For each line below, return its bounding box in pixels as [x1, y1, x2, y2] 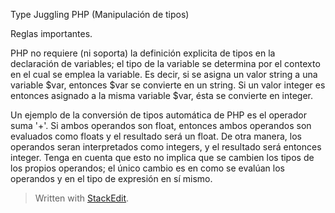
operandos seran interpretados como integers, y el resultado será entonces [10, 141, 322, 153]
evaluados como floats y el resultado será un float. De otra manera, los [10, 130, 302, 142]
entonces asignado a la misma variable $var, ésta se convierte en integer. [10, 90, 313, 101]
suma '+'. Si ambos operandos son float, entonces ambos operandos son [10, 120, 312, 131]
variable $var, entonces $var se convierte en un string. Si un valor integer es [10, 79, 326, 91]
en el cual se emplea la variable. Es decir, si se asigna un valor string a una [10, 69, 318, 80]
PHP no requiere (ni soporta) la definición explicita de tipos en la [10, 47, 276, 59]
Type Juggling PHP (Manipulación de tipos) [10, 9, 190, 20]
